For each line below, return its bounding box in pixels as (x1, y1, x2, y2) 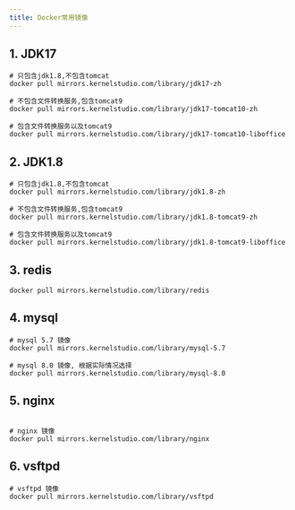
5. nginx (9, 393, 55, 409)
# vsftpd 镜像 (9, 484, 60, 493)
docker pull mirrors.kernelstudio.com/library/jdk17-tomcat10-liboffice (9, 130, 286, 139)
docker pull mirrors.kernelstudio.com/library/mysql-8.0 (9, 368, 226, 377)
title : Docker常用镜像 (9, 13, 88, 22)
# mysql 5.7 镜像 (9, 335, 72, 345)
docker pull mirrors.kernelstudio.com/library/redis (9, 286, 210, 296)
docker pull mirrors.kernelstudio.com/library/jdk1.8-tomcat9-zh (9, 212, 257, 222)
